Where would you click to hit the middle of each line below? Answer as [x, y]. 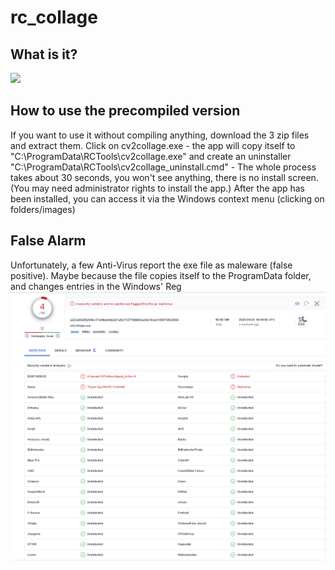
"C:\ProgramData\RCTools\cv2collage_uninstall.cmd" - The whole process [163, 167]
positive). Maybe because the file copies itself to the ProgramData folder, [161, 275]
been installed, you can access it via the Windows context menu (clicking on [167, 198]
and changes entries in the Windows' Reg [96, 286]
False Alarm [48, 241]
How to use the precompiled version [125, 111]
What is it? [44, 54]
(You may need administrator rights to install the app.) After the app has [158, 188]
